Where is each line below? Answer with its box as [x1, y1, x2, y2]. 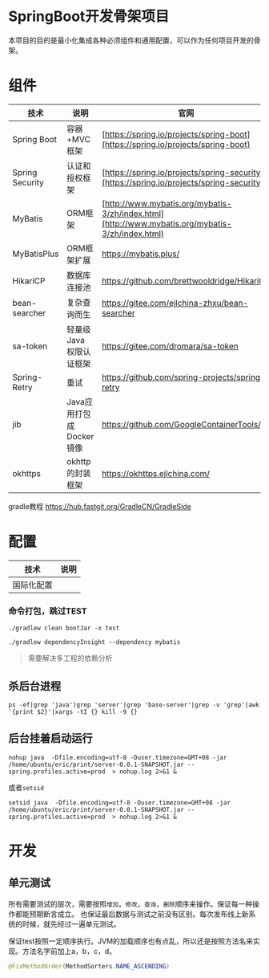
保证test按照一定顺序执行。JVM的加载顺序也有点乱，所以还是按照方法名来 [8, 936, 254, 946]
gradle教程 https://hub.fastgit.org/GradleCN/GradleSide [8, 501, 192, 511]
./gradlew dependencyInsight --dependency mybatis [8, 638, 181, 646]
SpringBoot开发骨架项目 [8, 7, 170, 26]
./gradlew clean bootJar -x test [8, 624, 120, 633]
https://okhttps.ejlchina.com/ [101, 467, 211, 479]
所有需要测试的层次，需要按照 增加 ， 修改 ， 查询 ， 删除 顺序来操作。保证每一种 [8, 899, 253, 908]
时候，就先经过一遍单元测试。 [22, 919, 121, 928]
